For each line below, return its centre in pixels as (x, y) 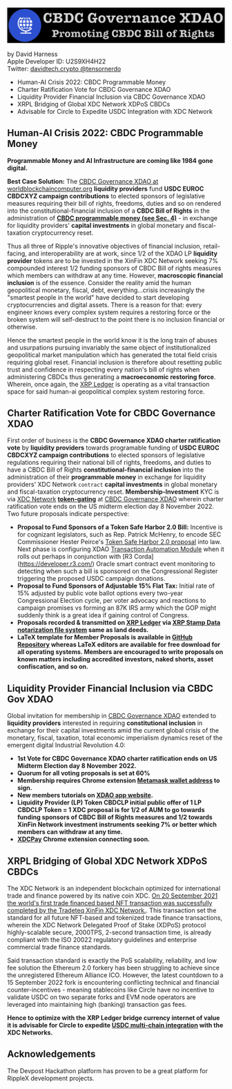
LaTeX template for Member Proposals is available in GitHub (105, 637)
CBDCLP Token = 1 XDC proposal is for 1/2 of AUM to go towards (111, 810)
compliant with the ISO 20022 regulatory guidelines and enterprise (102, 939)
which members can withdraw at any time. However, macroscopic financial (115, 275)
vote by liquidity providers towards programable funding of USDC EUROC (113, 448)
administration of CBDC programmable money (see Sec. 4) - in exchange (112, 218)
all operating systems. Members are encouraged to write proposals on (120, 652)
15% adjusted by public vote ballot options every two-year (100, 593)
